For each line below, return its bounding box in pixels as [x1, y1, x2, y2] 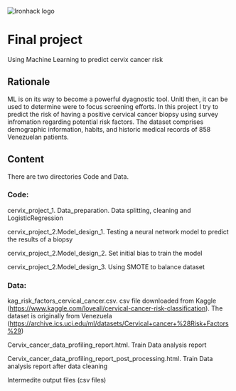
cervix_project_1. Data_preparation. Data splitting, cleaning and [7, 206, 191, 214]
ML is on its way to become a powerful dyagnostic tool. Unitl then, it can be [7, 95, 228, 103]
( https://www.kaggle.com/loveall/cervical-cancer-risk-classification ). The [7, 304, 223, 313]
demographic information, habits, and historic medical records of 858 [7, 125, 211, 133]
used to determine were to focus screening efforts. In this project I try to [7, 102, 219, 110]
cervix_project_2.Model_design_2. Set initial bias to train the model [7, 249, 203, 257]
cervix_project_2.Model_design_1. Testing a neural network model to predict [7, 227, 229, 236]
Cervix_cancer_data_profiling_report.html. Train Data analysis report [7, 340, 207, 349]
